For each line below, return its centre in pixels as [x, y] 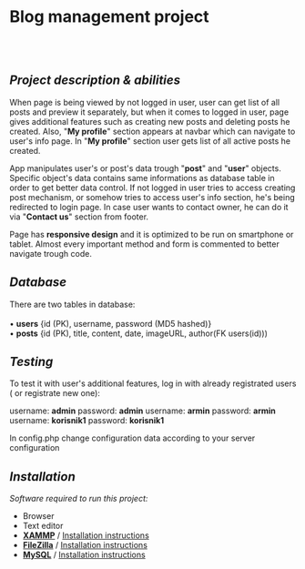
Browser [38, 516]
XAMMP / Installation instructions [86, 535]
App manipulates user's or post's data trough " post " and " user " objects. [146, 168]
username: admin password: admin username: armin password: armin [142, 411]
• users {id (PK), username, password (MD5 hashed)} [111, 323]
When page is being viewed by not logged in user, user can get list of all [145, 102]
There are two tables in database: [72, 304]
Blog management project [109, 17]
